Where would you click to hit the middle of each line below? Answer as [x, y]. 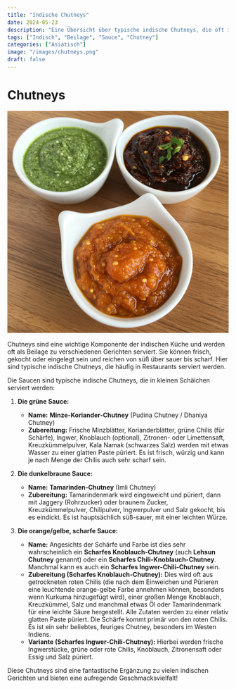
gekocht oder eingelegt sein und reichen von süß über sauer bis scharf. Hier [118, 359]
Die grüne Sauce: [43, 401]
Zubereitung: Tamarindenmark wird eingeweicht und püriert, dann [124, 495]
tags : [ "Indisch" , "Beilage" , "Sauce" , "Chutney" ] [83, 37]
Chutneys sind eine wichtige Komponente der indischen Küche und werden [116, 344]
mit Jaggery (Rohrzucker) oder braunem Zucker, [98, 502]
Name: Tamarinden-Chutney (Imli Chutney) [92, 487]
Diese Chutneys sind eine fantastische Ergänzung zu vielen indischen [108, 670]
